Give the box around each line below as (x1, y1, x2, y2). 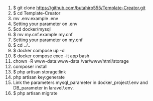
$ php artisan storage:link (13, 69, 66, 75)
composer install (13, 63, 48, 69)
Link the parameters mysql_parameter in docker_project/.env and (13, 79, 148, 85)
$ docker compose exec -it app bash (13, 53, 90, 59)
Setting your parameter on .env (13, 21, 78, 27)
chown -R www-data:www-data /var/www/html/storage (13, 58, 129, 64)
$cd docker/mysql (13, 26, 51, 32)
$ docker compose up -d (13, 48, 65, 53)
